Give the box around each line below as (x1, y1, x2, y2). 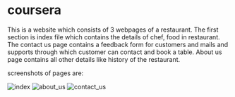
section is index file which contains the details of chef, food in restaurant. (7, 32, 220, 41)
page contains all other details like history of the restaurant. (7, 55, 181, 63)
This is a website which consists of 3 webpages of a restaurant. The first (7, 25, 219, 34)
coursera (7, 2, 62, 18)
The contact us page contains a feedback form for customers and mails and (7, 40, 229, 48)
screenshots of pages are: (7, 69, 84, 77)
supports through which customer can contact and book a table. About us (7, 48, 222, 56)
